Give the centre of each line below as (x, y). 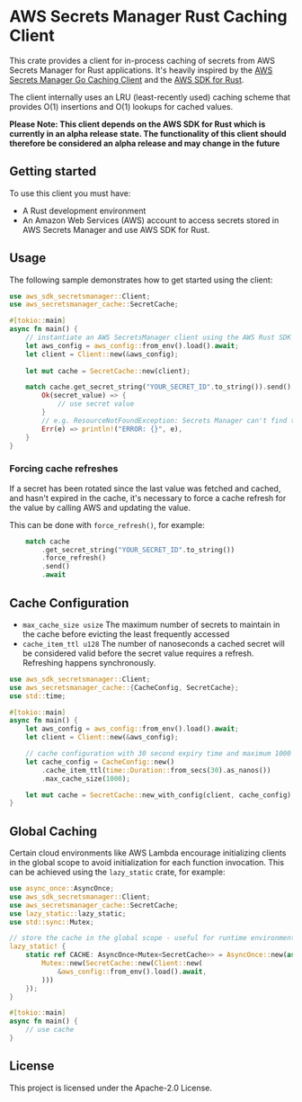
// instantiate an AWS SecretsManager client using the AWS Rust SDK (159, 338)
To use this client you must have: (70, 193)
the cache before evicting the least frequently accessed (126, 634)
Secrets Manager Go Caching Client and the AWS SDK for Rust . (127, 79)
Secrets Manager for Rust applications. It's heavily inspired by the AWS (141, 70)
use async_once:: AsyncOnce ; (62, 889)
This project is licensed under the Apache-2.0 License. (111, 1088)
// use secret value (96, 404)
